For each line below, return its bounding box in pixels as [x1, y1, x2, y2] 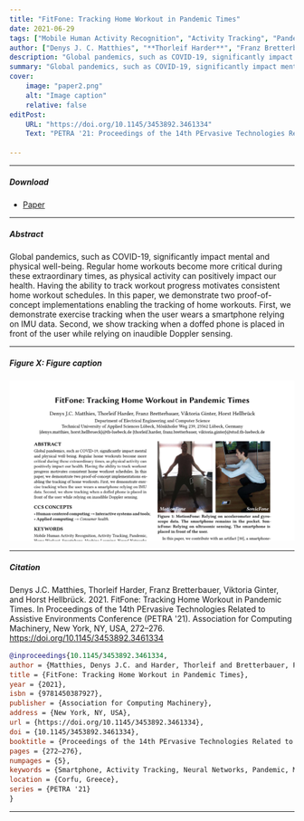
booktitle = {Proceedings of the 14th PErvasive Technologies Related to [9, 737, 294, 746]
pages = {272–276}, [9, 747, 83, 756]
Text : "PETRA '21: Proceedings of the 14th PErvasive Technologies [25, 129, 285, 138]
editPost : [9, 110, 47, 119]
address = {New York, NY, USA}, [9, 709, 131, 718]
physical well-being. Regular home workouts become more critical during [9, 261, 283, 272]
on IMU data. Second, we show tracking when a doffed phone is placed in [9, 318, 285, 329]
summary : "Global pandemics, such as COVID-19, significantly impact [9, 62, 278, 72]
